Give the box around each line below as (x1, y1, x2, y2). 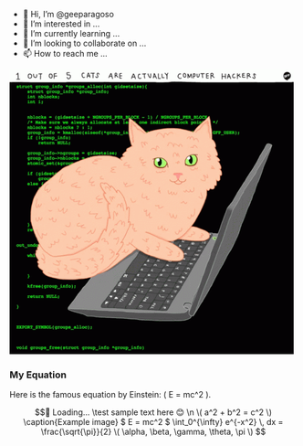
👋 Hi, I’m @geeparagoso (22, 9, 114, 19)
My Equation (9, 368, 67, 381)
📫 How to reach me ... (22, 48, 108, 58)
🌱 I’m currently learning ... (22, 28, 120, 38)
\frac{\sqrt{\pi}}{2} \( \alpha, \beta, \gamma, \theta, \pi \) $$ (40, 426, 266, 438)
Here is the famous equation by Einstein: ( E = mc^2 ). (9, 389, 212, 400)
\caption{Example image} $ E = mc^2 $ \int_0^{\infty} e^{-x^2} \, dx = (23, 417, 284, 428)
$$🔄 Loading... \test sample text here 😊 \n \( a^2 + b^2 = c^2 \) (35, 407, 272, 418)
